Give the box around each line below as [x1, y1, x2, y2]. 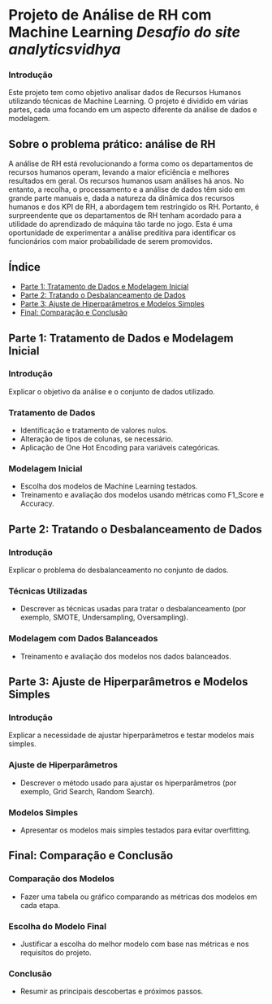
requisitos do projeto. [19, 947, 92, 957]
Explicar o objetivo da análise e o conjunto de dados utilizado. [8, 386, 215, 396]
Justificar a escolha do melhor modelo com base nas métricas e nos [19, 939, 249, 949]
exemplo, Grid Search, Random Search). [19, 786, 155, 796]
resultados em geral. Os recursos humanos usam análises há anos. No [8, 176, 244, 186]
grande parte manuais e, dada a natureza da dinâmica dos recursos [8, 193, 235, 203]
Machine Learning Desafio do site [8, 23, 241, 41]
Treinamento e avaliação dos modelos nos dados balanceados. [19, 651, 231, 661]
